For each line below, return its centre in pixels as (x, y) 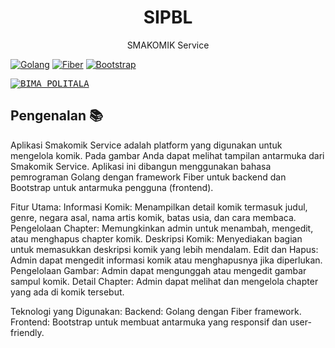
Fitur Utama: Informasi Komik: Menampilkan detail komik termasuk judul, (159, 207)
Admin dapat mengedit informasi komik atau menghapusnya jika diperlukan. (166, 260)
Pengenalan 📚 (57, 116)
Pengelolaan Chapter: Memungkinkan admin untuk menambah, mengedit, (162, 228)
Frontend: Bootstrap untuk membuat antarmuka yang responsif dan (149, 322)
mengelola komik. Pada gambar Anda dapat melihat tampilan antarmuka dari (167, 155)
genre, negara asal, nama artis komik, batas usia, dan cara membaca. (153, 217)
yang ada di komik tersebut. (67, 292)
